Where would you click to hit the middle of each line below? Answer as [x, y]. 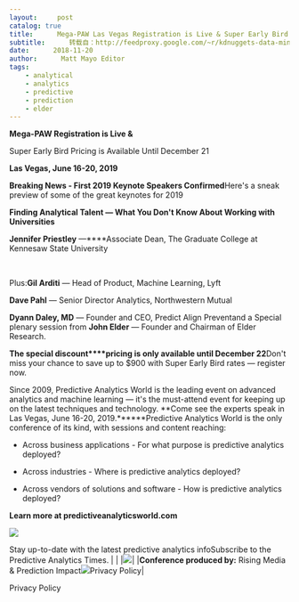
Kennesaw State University [59, 248]
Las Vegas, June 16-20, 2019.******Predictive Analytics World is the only [146, 419]
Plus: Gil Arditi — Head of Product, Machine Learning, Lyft [115, 283]
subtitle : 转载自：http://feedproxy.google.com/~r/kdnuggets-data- [144, 42]
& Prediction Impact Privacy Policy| [77, 571]
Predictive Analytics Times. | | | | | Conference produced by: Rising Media [148, 560]
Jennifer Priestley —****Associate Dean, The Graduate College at [133, 239]
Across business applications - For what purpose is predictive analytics [153, 445]
